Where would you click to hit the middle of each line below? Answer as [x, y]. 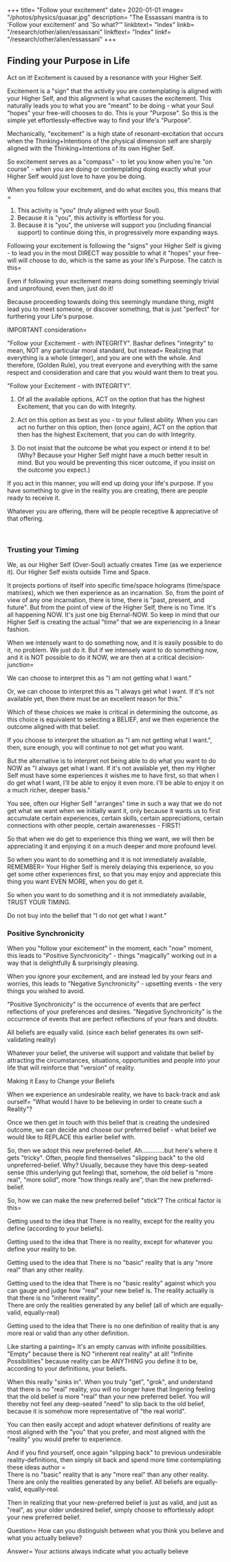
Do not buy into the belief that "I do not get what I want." [87, 916]
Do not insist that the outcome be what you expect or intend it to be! [113, 448]
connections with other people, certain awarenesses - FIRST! [94, 825]
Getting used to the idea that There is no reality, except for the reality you [111, 1221]
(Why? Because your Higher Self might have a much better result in [112, 455]
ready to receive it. [34, 498]
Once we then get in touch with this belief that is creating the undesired [108, 1123]
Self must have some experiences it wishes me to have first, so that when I [113, 776]
